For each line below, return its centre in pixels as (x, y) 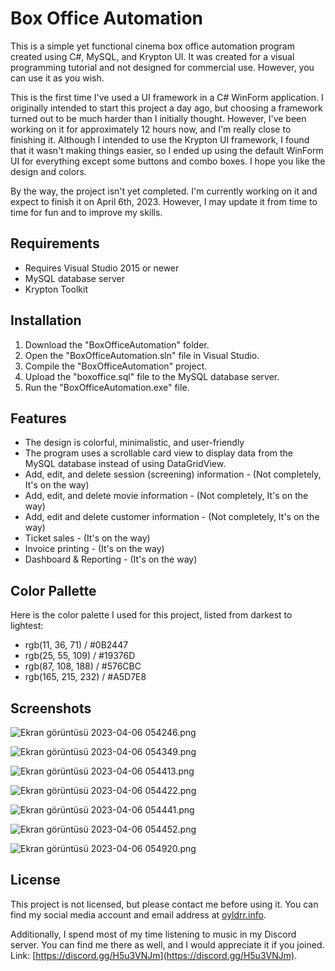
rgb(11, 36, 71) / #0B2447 (76, 645)
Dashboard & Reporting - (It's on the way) (111, 559)
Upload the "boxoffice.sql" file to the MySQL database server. (152, 376)
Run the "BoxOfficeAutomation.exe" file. (107, 387)
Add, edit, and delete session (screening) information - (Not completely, (173, 474)
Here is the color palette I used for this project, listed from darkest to (151, 615)
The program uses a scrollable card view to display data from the (158, 453)
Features (38, 418)
